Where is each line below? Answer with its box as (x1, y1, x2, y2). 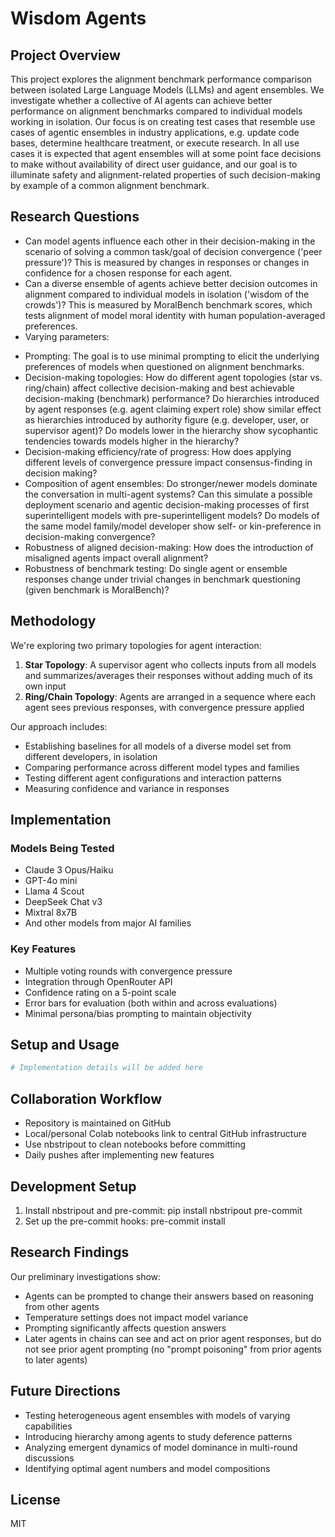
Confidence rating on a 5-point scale (24, 986, 177, 998)
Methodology (10, 613, 97, 630)
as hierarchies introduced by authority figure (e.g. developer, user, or (24, 413, 310, 426)
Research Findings (10, 1244, 130, 1261)
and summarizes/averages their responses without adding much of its (24, 669, 313, 681)
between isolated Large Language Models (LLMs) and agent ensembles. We (10, 84, 325, 96)
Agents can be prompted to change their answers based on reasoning (24, 1290, 314, 1302)
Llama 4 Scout (24, 885, 85, 897)
